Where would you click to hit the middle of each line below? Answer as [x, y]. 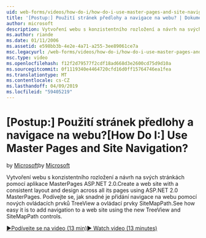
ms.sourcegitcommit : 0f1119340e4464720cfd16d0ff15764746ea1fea [89, 69]
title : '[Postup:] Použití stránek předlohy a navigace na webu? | [94, 18]
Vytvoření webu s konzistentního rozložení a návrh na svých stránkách [96, 177]
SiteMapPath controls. [34, 216]
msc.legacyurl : [26, 52]
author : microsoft [30, 23]
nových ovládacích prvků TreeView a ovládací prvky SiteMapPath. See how [101, 203]
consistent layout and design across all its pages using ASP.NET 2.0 [92, 190]
